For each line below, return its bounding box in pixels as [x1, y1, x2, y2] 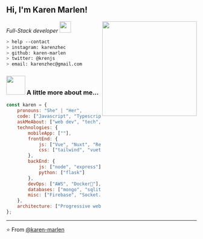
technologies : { [17, 124, 59, 131]
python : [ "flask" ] [38, 169, 85, 175]
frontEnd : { [28, 136, 59, 142]
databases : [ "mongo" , [28, 186, 83, 192]
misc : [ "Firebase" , [28, 192, 77, 198]
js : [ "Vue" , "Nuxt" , [38, 142, 91, 148]
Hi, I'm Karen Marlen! [6, 5, 88, 15]
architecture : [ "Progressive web [17, 203, 101, 209]
